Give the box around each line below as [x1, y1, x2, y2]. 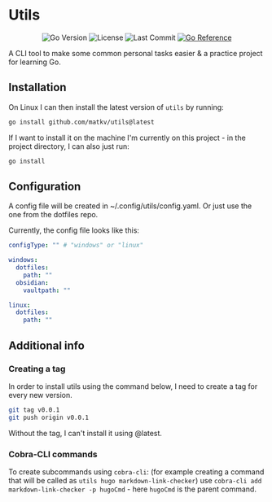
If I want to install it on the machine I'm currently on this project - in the [8, 133, 246, 142]
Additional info [8, 338, 86, 352]
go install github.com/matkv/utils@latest [8, 118, 155, 126]
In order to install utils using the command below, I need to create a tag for [8, 381, 258, 391]
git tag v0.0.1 [8, 405, 60, 414]
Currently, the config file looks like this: [8, 225, 140, 235]
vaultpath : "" [23, 286, 71, 295]
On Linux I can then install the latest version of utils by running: [8, 102, 224, 111]
